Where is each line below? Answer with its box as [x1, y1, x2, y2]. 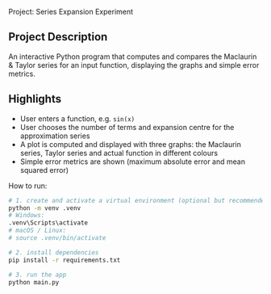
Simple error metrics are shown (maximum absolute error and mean [19, 157, 246, 166]
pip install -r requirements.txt [8, 256, 121, 264]
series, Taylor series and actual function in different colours [19, 148, 219, 157]
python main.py [8, 278, 60, 286]
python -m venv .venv [8, 204, 81, 212]
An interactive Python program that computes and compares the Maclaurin [8, 52, 257, 61]
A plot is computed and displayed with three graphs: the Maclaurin [19, 139, 242, 149]
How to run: [8, 181, 48, 191]
